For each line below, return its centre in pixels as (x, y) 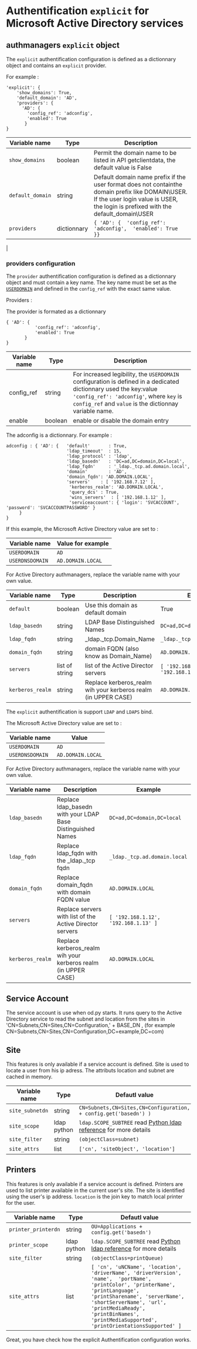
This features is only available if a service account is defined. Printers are (95, 1184)
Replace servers (79, 909)
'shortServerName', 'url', (129, 1302)
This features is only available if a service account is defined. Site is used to (98, 1064)
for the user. (21, 1202)
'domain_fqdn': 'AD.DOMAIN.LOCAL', (110, 477)
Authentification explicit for (78, 11)
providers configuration (41, 263)
